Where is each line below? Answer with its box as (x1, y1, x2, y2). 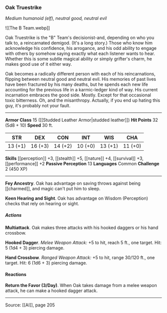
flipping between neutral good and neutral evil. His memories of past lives (5, 76, 157, 82)
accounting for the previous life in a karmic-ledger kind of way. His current (5, 87, 158, 93)
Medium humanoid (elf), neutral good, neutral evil (5, 15, 107, 21)
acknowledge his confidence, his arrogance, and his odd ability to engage (5, 45, 157, 51)
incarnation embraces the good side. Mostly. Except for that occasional (5, 92, 152, 98)
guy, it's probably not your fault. (5, 103, 71, 109)
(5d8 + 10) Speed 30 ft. (5, 122, 53, 128)
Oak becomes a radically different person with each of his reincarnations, (5, 71, 156, 77)
